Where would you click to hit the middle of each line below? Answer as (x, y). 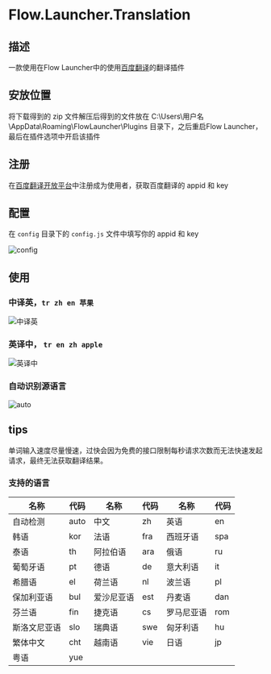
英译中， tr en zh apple (56, 344)
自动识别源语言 (38, 386)
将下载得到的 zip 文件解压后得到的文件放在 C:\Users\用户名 (106, 116)
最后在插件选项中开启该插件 (54, 136)
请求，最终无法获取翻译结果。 (58, 460)
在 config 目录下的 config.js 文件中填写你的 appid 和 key (104, 234)
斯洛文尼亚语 (37, 627)
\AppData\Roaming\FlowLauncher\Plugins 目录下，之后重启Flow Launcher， (135, 126)
